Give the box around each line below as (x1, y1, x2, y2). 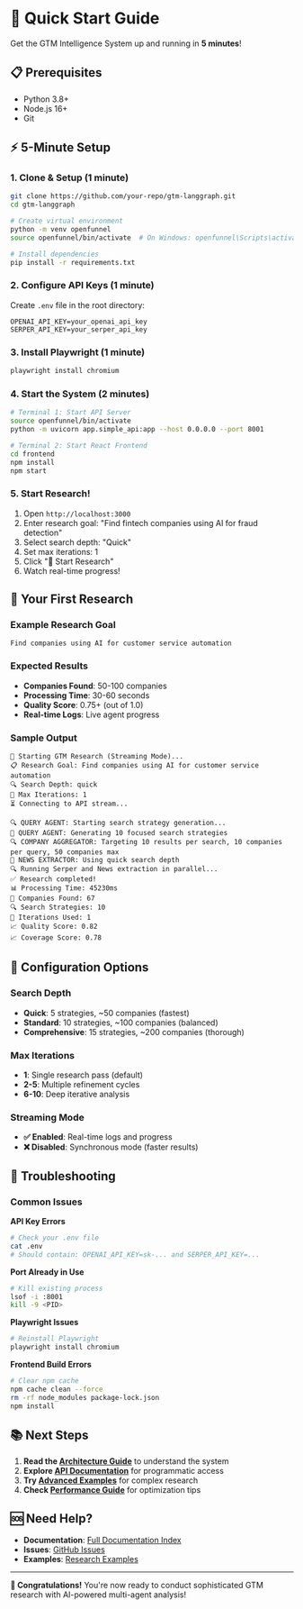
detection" (22, 527, 63, 538)
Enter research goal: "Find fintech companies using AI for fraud (22, 517, 259, 528)
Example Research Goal (10, 619, 116, 632)
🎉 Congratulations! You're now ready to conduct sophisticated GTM (10, 1580, 264, 1591)
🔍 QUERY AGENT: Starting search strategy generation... (10, 819, 227, 828)
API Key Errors (10, 1216, 66, 1226)
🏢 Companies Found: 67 (10, 894, 95, 904)
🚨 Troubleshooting (10, 1168, 116, 1184)
